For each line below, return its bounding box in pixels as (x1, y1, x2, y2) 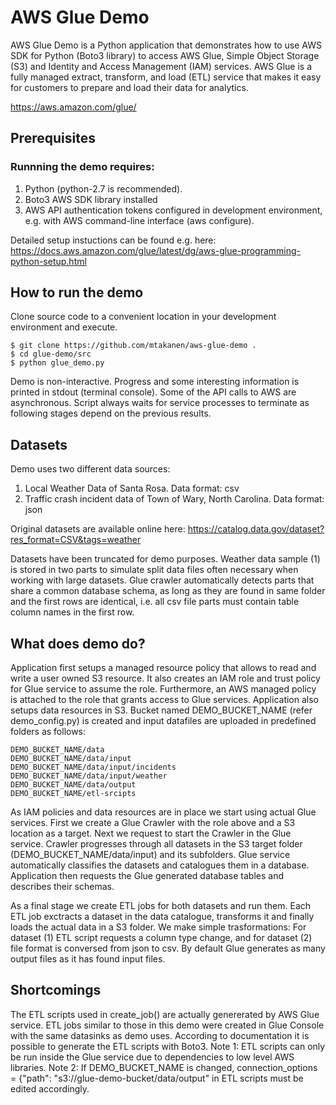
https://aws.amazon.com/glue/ (10, 101, 137, 113)
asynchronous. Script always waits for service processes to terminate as (10, 397, 310, 409)
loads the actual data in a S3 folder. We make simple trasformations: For (10, 921, 307, 933)
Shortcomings (10, 982, 102, 999)
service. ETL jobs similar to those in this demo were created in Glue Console (10, 1019, 325, 1031)
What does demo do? (10, 635, 146, 652)
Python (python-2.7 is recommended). (24, 182, 183, 195)
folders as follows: (10, 726, 87, 738)
